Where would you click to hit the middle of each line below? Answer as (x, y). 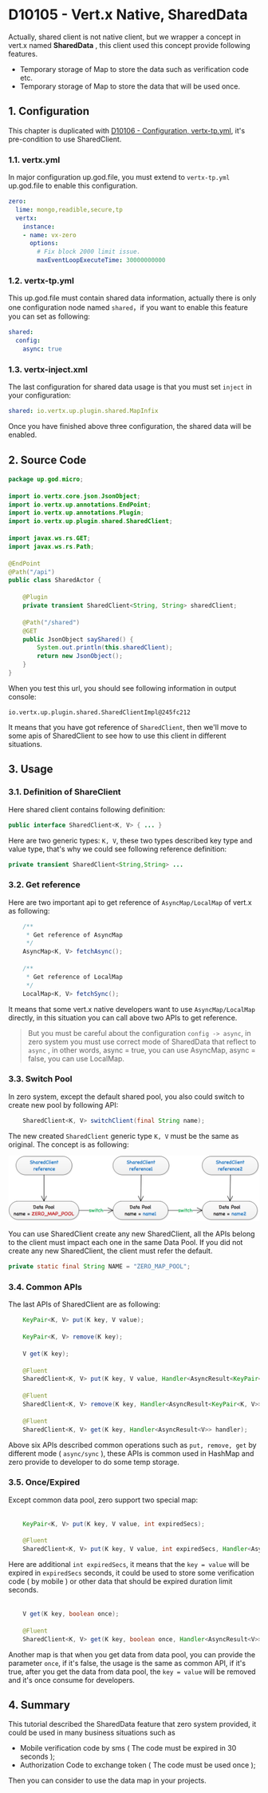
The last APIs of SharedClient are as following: (85, 1304)
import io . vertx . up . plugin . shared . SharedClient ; (91, 522)
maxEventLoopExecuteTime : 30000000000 (101, 260)
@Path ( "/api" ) (32, 572)
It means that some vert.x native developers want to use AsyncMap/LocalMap (132, 1009)
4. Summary (39, 1705)
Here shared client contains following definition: (87, 809)
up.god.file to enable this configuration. (73, 186)
